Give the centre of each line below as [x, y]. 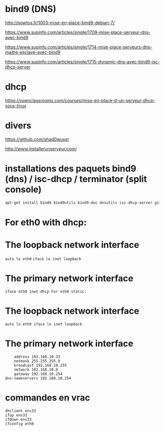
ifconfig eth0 [20, 424]
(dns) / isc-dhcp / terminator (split [76, 179]
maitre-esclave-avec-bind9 [33, 52]
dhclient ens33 [21, 411]
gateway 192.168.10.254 [38, 374]
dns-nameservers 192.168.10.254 [38, 378]
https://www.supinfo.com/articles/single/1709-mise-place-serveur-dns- [78, 32]
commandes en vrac [48, 398]
